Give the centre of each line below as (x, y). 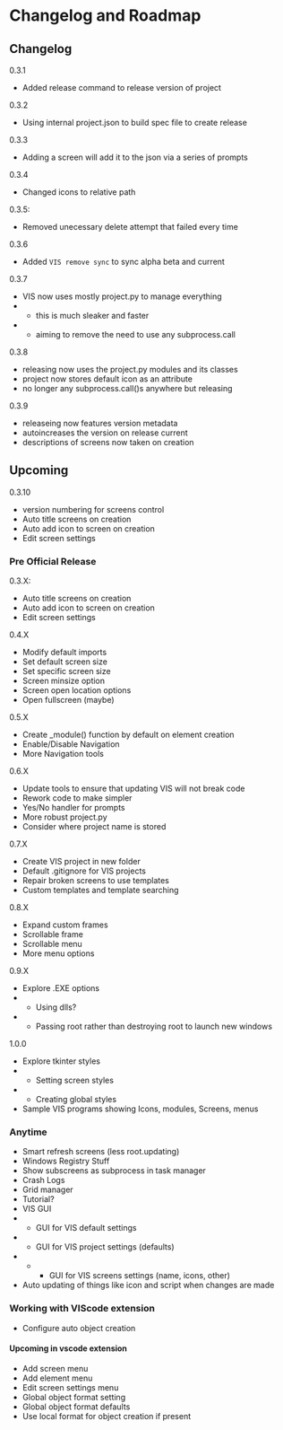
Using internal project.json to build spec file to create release (135, 123)
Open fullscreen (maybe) (68, 700)
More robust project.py (64, 817)
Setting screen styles (75, 1080)
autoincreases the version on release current (105, 433)
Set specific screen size (66, 671)
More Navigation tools (63, 754)
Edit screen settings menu (70, 1387)
